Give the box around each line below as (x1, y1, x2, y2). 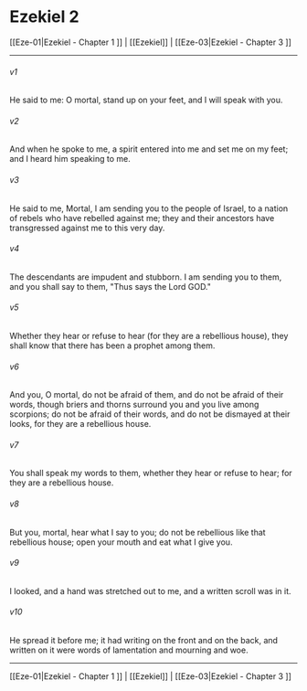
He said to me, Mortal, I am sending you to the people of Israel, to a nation (9, 203, 289, 214)
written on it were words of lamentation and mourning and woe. (9, 644, 249, 655)
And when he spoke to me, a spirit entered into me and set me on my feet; (9, 144, 289, 154)
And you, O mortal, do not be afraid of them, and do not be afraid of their (9, 389, 284, 400)
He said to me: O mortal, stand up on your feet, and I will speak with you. (9, 94, 283, 106)
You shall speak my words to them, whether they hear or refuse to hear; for (9, 468, 292, 479)
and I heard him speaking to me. (9, 154, 131, 165)
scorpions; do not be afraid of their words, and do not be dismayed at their (9, 409, 291, 420)
